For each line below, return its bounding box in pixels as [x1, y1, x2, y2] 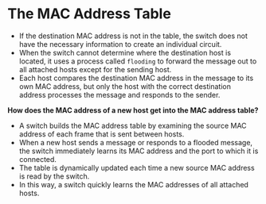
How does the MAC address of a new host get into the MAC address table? [7, 105, 259, 115]
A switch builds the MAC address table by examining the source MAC [18, 121, 248, 130]
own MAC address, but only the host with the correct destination [18, 81, 232, 91]
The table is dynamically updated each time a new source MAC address [18, 163, 256, 172]
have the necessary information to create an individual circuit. [18, 39, 222, 48]
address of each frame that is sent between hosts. [18, 129, 185, 139]
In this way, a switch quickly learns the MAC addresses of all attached [18, 179, 248, 189]
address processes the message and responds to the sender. [18, 90, 221, 99]
